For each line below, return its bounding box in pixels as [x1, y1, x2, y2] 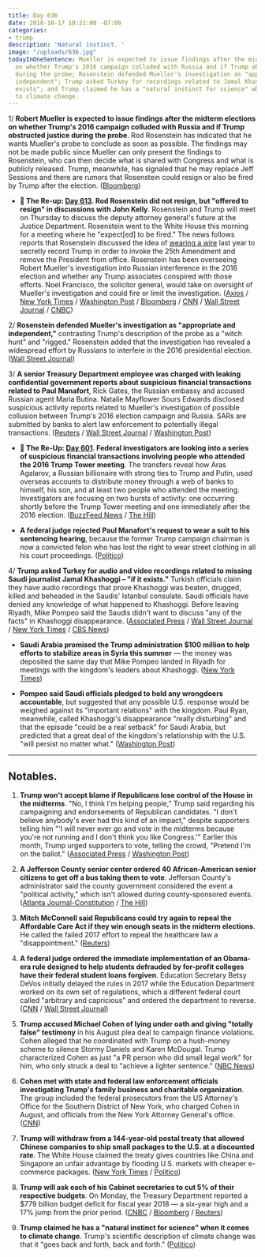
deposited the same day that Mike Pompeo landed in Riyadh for [19, 657, 226, 667]
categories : [8, 26, 47, 34]
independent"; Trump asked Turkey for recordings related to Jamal [15, 77, 242, 85]
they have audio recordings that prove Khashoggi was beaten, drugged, [8, 583, 242, 593]
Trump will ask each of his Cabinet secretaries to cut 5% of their [19, 1183, 235, 1192]
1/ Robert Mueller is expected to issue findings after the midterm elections [8, 114, 256, 123]
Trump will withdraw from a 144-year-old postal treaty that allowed [19, 1134, 244, 1143]
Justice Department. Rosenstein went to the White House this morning [19, 222, 248, 231]
